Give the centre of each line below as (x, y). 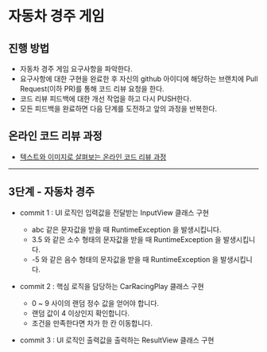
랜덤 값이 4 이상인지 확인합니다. (80, 313)
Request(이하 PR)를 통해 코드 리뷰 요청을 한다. (92, 89)
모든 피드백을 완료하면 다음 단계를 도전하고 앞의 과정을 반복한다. (118, 109)
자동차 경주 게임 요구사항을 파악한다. (76, 69)
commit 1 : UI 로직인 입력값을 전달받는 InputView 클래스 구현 (114, 213)
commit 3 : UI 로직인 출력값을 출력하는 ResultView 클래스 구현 (117, 340)
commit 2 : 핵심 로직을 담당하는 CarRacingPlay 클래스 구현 (112, 286)
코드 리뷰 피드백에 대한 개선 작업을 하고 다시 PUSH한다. (106, 99)
